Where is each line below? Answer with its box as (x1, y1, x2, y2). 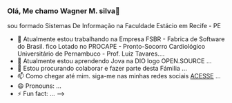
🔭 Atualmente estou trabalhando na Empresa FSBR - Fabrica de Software (17, 35, 225, 43)
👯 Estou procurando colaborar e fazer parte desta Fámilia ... (17, 65, 188, 73)
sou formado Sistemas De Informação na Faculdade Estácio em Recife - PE (7, 22, 221, 30)
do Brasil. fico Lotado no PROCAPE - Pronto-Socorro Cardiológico (17, 43, 206, 51)
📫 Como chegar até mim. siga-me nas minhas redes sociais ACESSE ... (17, 72, 221, 80)
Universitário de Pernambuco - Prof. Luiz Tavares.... (17, 49, 165, 58)
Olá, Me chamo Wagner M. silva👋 (7, 6, 120, 16)
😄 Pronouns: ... (17, 82, 62, 90)
